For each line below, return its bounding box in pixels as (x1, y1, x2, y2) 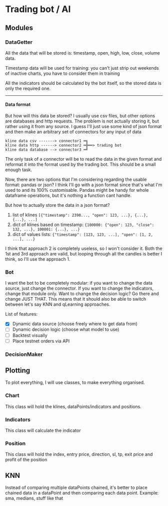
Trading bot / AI (5, 4, 71, 15)
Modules (5, 24, 33, 32)
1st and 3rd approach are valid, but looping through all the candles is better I (5, 251, 162, 257)
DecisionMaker (5, 350, 43, 357)
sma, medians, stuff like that (5, 495, 63, 501)
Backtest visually (12, 332, 47, 338)
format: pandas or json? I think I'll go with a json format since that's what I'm (5, 182, 162, 188)
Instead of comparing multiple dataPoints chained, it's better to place (5, 484, 147, 490)
